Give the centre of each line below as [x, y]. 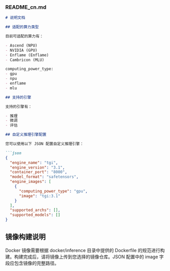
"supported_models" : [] [35, 215]
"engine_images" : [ [31, 182]
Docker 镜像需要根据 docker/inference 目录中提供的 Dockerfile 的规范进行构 [85, 250]
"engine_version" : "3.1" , [38, 168]
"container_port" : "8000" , [39, 172]
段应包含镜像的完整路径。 [32, 263]
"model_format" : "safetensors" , [44, 177]
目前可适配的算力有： [24, 36]
